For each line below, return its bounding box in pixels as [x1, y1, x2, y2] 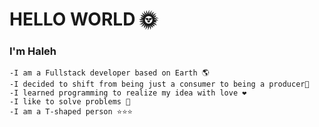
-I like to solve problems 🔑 [9, 97, 131, 107]
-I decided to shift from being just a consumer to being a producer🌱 [9, 79, 310, 90]
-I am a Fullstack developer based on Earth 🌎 [9, 68, 210, 78]
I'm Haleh [9, 44, 57, 58]
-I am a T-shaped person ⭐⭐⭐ [9, 107, 133, 117]
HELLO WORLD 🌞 [9, 8, 158, 31]
